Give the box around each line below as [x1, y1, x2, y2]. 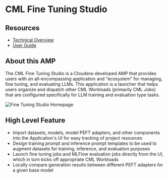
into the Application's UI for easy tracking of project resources [12, 135, 142, 141]
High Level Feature [5, 116, 66, 125]
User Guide [12, 42, 36, 48]
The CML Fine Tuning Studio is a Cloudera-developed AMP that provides [5, 70, 156, 76]
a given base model [12, 167, 54, 173]
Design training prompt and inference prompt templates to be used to [12, 140, 157, 146]
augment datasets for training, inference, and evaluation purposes [12, 145, 150, 152]
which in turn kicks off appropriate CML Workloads [12, 156, 119, 162]
